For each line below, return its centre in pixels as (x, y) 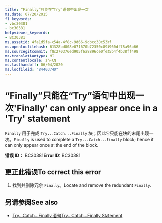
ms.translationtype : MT (30, 56)
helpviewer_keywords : (27, 33)
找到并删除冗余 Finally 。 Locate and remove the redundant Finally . (82, 185)
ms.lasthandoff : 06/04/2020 (34, 65)
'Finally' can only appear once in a (86, 108)
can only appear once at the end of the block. (52, 145)
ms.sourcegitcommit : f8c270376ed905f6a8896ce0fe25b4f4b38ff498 (72, 51)
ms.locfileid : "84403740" (32, 70)
